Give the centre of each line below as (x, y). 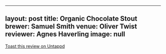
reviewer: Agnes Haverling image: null (65, 34)
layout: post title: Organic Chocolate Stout (71, 19)
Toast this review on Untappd (35, 46)
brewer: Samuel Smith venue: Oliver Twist (71, 27)
